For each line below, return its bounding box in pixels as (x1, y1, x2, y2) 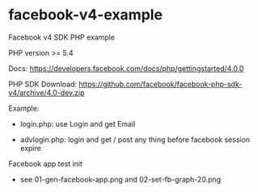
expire (19, 143, 42, 152)
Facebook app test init (8, 159, 83, 169)
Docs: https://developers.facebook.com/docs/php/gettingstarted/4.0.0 (8, 63, 244, 73)
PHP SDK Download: (8, 79, 78, 89)
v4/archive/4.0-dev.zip (8, 87, 85, 98)
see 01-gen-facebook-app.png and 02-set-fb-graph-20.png (19, 174, 222, 184)
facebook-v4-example (8, 6, 163, 24)
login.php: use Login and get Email (19, 119, 136, 128)
